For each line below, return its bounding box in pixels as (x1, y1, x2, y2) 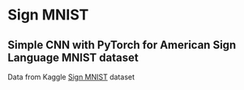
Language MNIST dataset (7, 50, 139, 64)
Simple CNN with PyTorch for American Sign (7, 38, 237, 52)
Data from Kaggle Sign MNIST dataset (7, 72, 135, 82)
